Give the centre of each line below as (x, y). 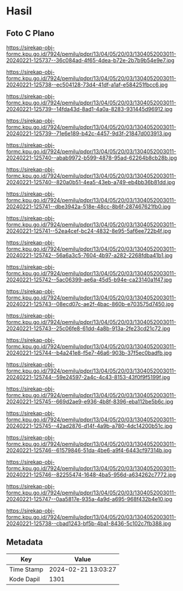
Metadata (25, 542)
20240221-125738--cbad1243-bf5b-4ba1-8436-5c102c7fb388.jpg (89, 523)
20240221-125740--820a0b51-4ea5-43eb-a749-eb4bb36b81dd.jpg (91, 182)
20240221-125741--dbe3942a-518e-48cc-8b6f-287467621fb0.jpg (88, 206)
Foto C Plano (30, 33)
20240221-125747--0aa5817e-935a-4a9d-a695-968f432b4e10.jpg (89, 499)
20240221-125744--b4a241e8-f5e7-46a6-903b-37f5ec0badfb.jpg (89, 353)
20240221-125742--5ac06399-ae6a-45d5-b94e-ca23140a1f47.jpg (89, 280)
